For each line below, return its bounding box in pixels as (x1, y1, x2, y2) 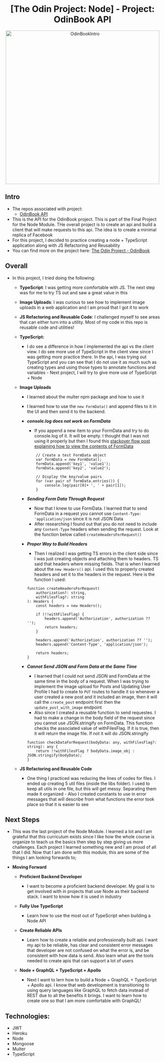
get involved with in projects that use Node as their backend (27, 889, 149, 894)
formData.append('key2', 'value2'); (36, 465, 111, 470)
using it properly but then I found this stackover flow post (34, 438, 150, 444)
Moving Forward (12, 864, 47, 870)
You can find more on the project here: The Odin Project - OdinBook (12, 247, 150, 254)
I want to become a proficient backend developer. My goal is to (27, 883, 155, 889)
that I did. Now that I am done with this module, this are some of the (12, 849, 150, 856)
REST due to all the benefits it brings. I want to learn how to (27, 993, 147, 999)
